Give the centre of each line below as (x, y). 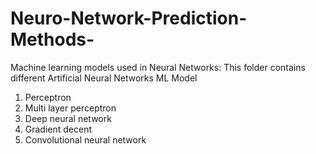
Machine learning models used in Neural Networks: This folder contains (158, 67)
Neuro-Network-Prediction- (129, 18)
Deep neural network (68, 118)
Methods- (52, 39)
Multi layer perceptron (70, 108)
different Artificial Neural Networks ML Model (104, 78)
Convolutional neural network (85, 139)
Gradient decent (58, 129)
